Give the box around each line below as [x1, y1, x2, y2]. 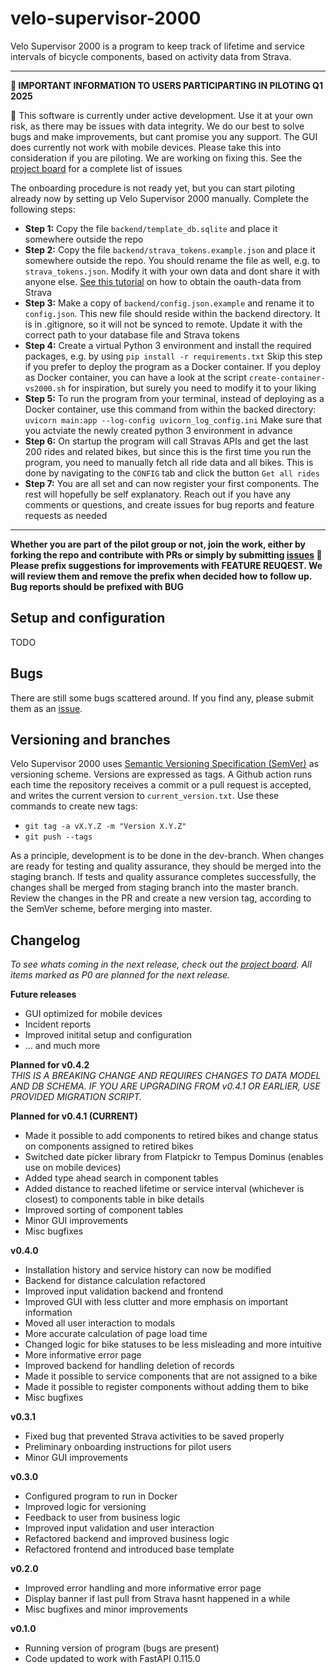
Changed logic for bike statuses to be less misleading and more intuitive [24, 1338, 322, 1351]
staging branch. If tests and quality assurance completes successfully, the [10, 871, 317, 883]
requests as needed [24, 509, 108, 521]
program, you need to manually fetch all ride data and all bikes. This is [24, 456, 314, 468]
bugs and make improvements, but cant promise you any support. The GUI [10, 130, 318, 142]
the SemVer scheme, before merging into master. [10, 903, 213, 915]
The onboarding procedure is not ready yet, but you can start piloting [10, 182, 296, 194]
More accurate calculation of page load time [24, 1328, 208, 1340]
